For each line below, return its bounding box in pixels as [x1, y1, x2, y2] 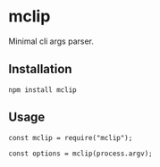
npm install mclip [8, 85, 77, 95]
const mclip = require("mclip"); [8, 133, 133, 142]
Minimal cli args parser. [8, 36, 95, 46]
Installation [8, 62, 72, 77]
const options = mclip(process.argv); [8, 149, 153, 158]
